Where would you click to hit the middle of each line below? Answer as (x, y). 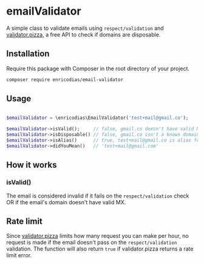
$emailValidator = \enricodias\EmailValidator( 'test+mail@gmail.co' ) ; (97, 118)
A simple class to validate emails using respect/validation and (85, 28)
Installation (28, 54)
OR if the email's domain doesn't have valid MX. (66, 202)
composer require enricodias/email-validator (65, 80)
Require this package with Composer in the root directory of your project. (98, 68)
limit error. (19, 255)
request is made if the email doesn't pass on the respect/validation (92, 243)
